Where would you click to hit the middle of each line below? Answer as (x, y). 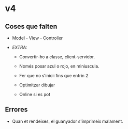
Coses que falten (31, 26)
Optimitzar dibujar (37, 85)
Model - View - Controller (37, 38)
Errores (16, 110)
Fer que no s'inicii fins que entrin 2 (54, 75)
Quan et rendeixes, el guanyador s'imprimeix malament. (67, 121)
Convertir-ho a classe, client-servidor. (57, 57)
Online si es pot (35, 94)
